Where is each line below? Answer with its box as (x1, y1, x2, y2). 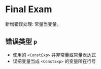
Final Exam (5, 4, 52, 15)
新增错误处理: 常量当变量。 (5, 21, 61, 27)
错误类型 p (5, 37, 37, 46)
